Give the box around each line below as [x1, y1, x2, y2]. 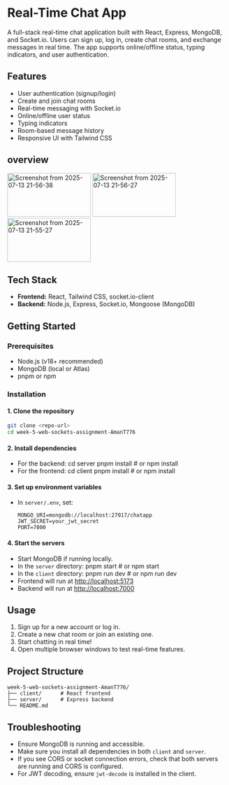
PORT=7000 [17, 524, 47, 531]
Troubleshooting [7, 721, 82, 733]
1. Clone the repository [7, 407, 75, 415]
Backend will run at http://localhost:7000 [17, 584, 135, 592]
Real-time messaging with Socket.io [17, 103, 121, 113]
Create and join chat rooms [17, 96, 96, 105]
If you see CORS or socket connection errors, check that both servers [17, 754, 219, 763]
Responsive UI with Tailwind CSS [17, 134, 113, 142]
